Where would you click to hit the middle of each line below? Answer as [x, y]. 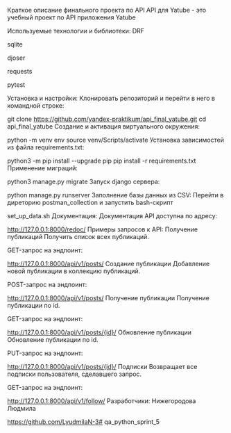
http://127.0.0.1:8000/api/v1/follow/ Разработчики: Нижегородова [102, 401]
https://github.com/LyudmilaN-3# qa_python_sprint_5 [84, 422]
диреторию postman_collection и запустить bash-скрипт [90, 202]
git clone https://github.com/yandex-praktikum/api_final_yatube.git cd [107, 119]
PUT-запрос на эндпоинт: [45, 353]
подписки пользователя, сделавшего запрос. [75, 374]
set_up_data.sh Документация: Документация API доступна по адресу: [112, 216]
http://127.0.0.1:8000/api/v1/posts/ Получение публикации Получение [108, 298]
